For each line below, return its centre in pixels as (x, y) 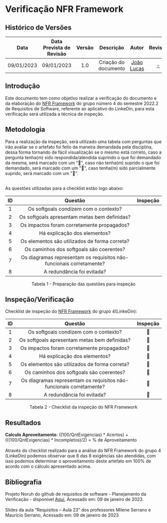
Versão (85, 47)
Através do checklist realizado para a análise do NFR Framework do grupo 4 (83, 450)
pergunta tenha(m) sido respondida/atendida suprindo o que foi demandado (83, 157)
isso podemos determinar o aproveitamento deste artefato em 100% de (78, 461)
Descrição (112, 47)
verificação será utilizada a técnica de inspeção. (55, 114)
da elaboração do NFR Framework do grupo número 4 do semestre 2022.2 (82, 103)
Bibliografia (24, 482)
